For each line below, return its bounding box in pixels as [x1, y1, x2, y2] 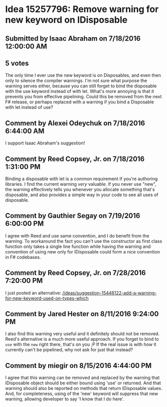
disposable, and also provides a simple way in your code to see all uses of [5, 192, 159, 198]
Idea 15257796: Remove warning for [5, 4, 159, 15]
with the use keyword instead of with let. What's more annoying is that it [5, 88, 154, 94]
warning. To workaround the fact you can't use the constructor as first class [5, 238, 162, 244]
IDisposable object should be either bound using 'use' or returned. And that [5, 380, 161, 386]
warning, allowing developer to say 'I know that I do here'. [5, 396, 124, 402]
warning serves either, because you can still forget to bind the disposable [5, 83, 157, 89]
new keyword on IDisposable [5, 14, 128, 26]
